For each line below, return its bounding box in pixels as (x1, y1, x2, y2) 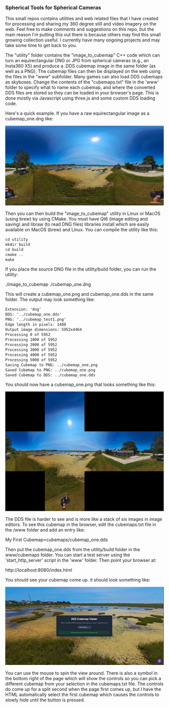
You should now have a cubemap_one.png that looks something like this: (5, 381, 156, 388)
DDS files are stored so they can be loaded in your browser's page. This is (5, 90, 159, 96)
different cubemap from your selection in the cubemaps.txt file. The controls (5, 681, 163, 687)
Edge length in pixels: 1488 (5, 322, 66, 327)
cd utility (5, 237, 28, 242)
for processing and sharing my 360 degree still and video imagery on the (5, 21, 157, 27)
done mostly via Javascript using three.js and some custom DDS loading (5, 95, 155, 101)
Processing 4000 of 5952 (5, 352, 57, 358)
